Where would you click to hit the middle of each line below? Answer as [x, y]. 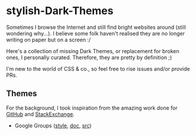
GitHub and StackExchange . [41, 114]
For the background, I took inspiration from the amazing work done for [92, 108]
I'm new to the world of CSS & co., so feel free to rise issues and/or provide [98, 68]
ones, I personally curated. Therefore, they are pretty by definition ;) [89, 57]
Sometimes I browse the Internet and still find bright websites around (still [96, 27]
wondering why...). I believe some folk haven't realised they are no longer [96, 33]
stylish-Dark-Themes [60, 11]
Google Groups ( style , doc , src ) [53, 126]
